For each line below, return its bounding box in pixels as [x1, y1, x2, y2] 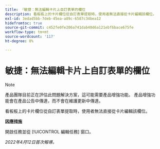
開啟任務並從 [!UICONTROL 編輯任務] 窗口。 [5, 129, 94, 134]
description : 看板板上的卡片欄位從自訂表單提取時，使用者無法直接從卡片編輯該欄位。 [5, 12, 157, 17]
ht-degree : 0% [5, 39, 34, 44]
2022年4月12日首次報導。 [5, 139, 57, 145]
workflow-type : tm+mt [5, 30, 49, 34]
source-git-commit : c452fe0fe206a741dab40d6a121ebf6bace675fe [5, 25, 134, 30]
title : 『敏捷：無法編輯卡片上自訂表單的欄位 [5, 7, 86, 12]
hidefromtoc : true [5, 20, 42, 26]
